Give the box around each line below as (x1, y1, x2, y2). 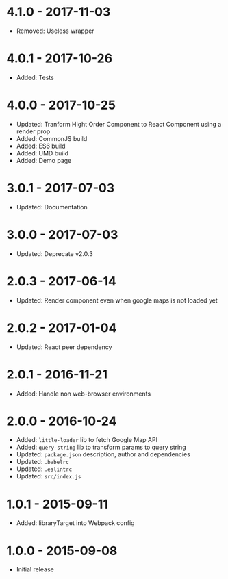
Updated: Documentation (16, 203, 88, 211)
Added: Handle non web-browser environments (16, 389, 151, 398)
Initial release (16, 565, 54, 574)
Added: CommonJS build (16, 134, 88, 142)
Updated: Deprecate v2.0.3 (16, 249, 93, 257)
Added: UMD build (16, 149, 69, 157)
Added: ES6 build (16, 142, 66, 150)
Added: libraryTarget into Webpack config (16, 519, 135, 527)
